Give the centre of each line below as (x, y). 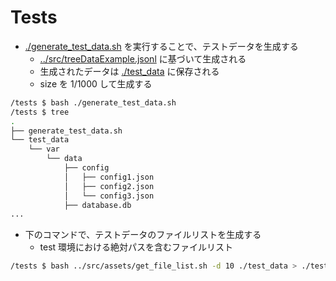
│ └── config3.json (109, 196)
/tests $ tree (40, 112)
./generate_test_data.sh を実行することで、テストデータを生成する (161, 46)
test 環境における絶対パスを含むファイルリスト (136, 247)
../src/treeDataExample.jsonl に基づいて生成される (143, 58)
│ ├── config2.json (109, 186)
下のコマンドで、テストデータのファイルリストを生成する (143, 235)
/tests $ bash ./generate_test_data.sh (93, 102)
